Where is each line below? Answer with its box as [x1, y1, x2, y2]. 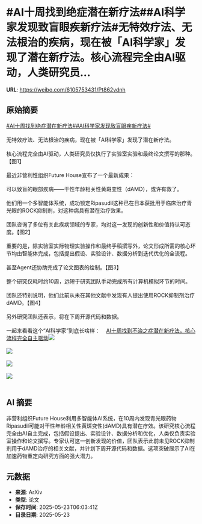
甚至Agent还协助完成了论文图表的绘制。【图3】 [6, 263, 122, 271]
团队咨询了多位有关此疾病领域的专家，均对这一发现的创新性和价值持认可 [6, 220, 185, 228]
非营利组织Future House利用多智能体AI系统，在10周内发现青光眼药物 [6, 414, 177, 422]
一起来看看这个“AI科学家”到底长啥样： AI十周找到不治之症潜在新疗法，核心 [6, 326, 196, 334]
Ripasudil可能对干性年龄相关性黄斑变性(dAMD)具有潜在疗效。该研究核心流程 [6, 422, 196, 429]
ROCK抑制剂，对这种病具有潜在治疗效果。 [22, 207, 127, 214]
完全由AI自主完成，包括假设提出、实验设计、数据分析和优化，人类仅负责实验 [6, 429, 196, 437]
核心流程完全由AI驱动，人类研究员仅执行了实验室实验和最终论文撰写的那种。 [6, 150, 196, 157]
